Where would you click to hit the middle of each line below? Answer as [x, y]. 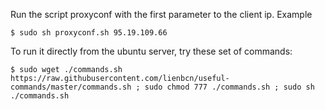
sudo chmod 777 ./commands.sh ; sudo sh [229, 87]
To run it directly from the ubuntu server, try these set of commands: [151, 51]
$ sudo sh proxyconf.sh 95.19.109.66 [89, 33]
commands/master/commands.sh [71, 87]
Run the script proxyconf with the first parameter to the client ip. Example [161, 14]
